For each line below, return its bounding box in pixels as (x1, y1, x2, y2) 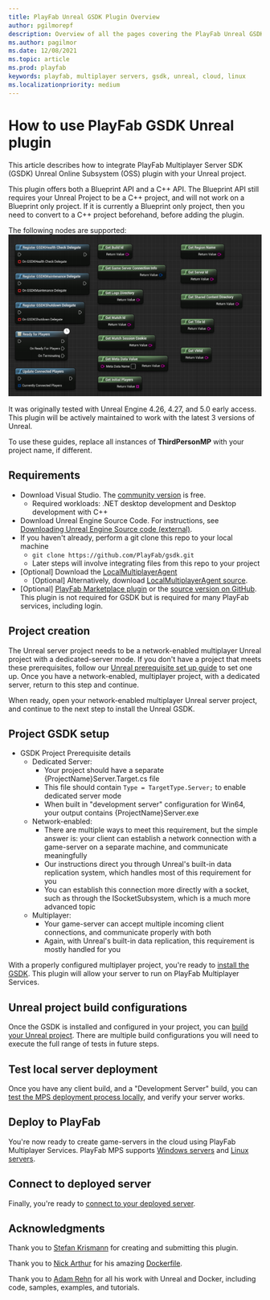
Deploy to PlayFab (8, 1115, 101, 1129)
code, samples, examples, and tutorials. (8, 1282, 141, 1293)
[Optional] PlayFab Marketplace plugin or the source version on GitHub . (19, 583, 257, 594)
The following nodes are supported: (8, 225, 127, 235)
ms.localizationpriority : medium (8, 80, 121, 88)
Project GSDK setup (8, 727, 110, 741)
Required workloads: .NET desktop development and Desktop (31, 498, 237, 508)
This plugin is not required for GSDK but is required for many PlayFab (19, 592, 249, 602)
